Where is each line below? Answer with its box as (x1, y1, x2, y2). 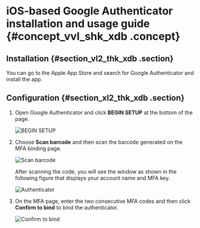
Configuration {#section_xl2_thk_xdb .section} (6, 93, 185, 103)
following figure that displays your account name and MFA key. (14, 174, 171, 181)
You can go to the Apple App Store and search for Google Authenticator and (6, 69, 194, 76)
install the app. (6, 76, 43, 83)
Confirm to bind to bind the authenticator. (14, 203, 119, 211)
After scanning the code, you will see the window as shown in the (14, 168, 177, 175)
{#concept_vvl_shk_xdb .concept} (6, 30, 181, 43)
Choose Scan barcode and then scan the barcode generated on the (14, 138, 183, 145)
